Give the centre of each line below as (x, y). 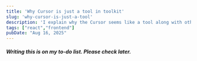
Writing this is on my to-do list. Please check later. (69, 51)
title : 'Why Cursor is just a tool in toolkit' (65, 11)
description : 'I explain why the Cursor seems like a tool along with (94, 22)
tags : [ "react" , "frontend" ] (40, 28)
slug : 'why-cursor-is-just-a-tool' (50, 17)
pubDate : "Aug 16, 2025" (36, 33)
